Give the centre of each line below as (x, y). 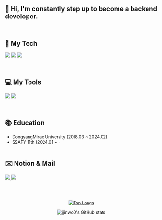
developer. (22, 17)
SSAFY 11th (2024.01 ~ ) (36, 142)
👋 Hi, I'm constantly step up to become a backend (81, 9)
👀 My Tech (21, 43)
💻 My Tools (23, 82)
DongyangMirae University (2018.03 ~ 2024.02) (60, 137)
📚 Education (25, 123)
